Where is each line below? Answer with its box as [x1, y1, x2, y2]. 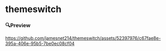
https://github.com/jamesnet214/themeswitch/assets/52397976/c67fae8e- [5, 35, 161, 41]
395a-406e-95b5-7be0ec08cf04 [5, 40, 75, 46]
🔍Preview [5, 22, 31, 29]
